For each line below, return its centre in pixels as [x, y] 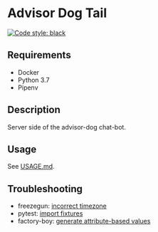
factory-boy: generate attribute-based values [84, 221]
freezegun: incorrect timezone [62, 206]
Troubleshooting [45, 189]
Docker [28, 72]
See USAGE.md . [31, 167]
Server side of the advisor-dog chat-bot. [67, 127]
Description [34, 110]
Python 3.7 [33, 80]
